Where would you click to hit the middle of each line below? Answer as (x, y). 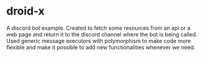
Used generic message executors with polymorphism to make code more (99, 41)
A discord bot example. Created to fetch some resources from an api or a (98, 28)
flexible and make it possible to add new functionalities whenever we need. (101, 47)
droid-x (25, 11)
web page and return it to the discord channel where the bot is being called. (102, 34)
